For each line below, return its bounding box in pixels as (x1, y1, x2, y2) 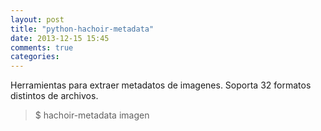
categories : (10, 52, 60, 62)
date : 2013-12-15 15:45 (10, 33, 110, 43)
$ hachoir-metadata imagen (34, 109, 150, 121)
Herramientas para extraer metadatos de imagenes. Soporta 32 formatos (10, 79, 312, 91)
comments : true (10, 42, 74, 53)
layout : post (10, 14, 65, 25)
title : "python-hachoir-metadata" (10, 24, 155, 34)
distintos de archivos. (10, 90, 99, 102)
